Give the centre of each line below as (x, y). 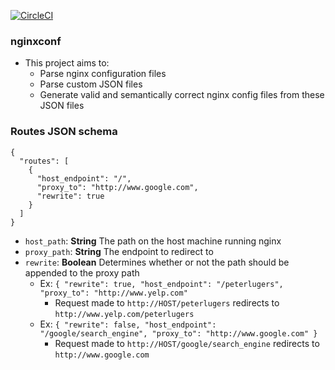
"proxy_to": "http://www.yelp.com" (113, 293)
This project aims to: (67, 63)
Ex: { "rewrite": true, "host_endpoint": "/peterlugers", (161, 283)
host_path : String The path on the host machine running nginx (153, 241)
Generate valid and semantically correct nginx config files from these (182, 95)
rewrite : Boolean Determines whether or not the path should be (157, 262)
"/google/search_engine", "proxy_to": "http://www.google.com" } (178, 333)
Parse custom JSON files (91, 84)
